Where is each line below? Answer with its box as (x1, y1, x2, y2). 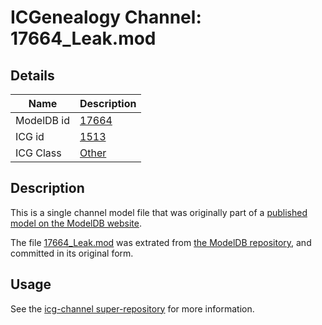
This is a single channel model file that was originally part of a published (10, 206, 308, 218)
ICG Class (15, 146, 62, 160)
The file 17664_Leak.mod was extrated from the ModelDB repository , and (10, 236, 312, 248)
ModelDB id (15, 114, 71, 127)
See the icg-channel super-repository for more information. (10, 302, 255, 315)
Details (10, 67, 55, 84)
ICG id (15, 130, 45, 143)
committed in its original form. (10, 247, 134, 259)
